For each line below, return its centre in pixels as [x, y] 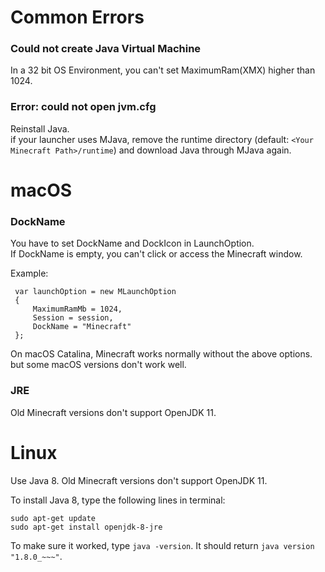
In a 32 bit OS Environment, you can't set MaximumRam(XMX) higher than [163, 70]
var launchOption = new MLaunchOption [95, 292]
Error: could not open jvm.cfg [83, 107]
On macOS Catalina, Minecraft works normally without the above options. [161, 354]
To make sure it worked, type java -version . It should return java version [162, 545]
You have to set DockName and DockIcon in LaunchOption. [132, 243]
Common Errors [77, 17]
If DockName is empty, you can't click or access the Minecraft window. [156, 254]
